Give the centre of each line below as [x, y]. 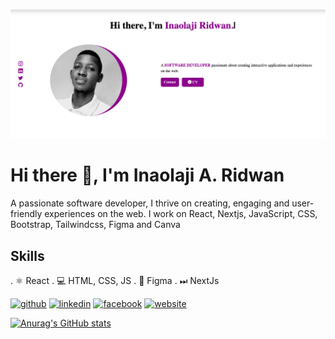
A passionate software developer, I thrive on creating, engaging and [150, 203]
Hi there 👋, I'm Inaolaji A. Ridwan [147, 175]
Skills [27, 255]
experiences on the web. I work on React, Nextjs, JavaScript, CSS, [181, 214]
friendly [26, 214]
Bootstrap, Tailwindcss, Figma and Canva [95, 225]
